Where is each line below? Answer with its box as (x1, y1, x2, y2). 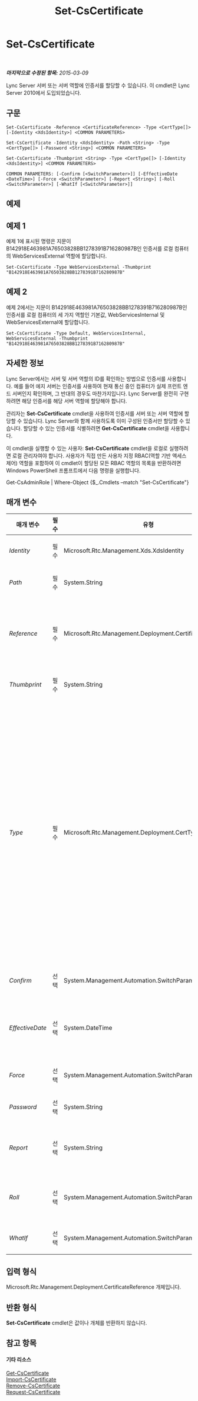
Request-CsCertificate (6, 1388, 61, 1395)
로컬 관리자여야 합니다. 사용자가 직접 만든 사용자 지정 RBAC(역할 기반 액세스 (12, 452, 187, 459)
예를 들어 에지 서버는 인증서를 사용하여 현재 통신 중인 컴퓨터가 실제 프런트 (14, 382, 182, 389)
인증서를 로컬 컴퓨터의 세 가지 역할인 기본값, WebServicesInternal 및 (6, 311, 165, 318)
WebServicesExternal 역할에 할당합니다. (12, 252, 107, 259)
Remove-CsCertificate (6, 1382, 61, 1389)
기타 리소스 (6, 1356, 31, 1363)
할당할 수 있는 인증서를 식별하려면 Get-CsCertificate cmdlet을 (23, 424, 170, 431)
